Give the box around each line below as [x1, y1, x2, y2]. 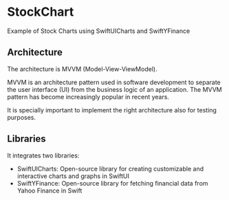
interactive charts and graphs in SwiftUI [17, 172, 129, 180]
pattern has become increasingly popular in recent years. [7, 92, 170, 101]
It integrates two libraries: [7, 151, 80, 160]
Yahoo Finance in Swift [17, 186, 83, 195]
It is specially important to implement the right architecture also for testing [7, 105, 217, 114]
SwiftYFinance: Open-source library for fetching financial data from [17, 179, 208, 187]
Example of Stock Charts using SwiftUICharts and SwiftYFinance [7, 27, 190, 35]
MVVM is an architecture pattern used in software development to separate [7, 78, 221, 86]
